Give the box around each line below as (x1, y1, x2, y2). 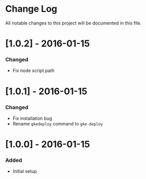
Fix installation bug (12, 115, 52, 121)
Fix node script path (12, 67, 55, 74)
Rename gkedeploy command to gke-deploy (12, 120, 103, 126)
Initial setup (12, 168, 37, 174)
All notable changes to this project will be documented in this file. (5, 20, 142, 26)
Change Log (5, 3, 57, 15)
